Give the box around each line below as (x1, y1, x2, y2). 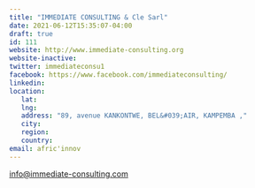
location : (9, 86, 46, 95)
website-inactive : (9, 54, 77, 63)
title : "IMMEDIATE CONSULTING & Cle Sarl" (9, 12, 168, 22)
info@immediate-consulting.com (9, 169, 128, 179)
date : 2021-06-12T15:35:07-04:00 (9, 21, 133, 30)
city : (20, 120, 42, 129)
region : (20, 128, 50, 137)
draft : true (9, 29, 53, 38)
